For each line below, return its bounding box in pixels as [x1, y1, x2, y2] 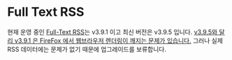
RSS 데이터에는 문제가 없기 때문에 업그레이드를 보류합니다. [7, 45, 166, 53]
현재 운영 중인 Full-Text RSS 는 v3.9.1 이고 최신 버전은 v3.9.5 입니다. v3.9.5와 [7, 28, 218, 36]
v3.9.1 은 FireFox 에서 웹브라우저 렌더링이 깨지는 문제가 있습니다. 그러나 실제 [14, 36, 224, 45]
